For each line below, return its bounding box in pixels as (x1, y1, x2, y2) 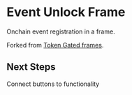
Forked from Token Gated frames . (6, 41, 104, 49)
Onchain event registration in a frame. (6, 27, 116, 36)
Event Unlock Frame (6, 4, 126, 20)
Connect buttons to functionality (6, 80, 100, 88)
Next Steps (6, 61, 56, 73)
